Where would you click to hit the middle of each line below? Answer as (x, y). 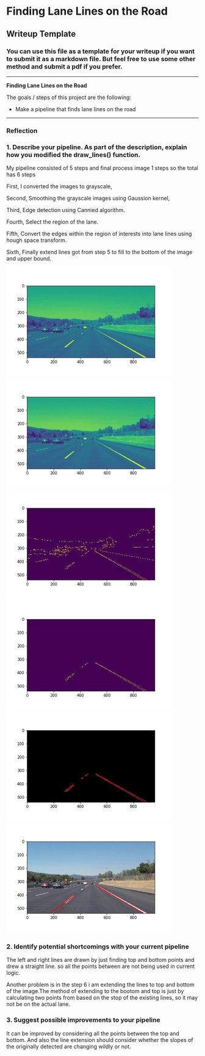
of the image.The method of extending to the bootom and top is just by (95, 991)
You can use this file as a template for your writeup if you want (101, 51)
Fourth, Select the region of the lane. (52, 222)
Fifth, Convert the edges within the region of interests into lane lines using (99, 234)
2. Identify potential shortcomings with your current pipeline (98, 947)
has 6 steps (21, 175)
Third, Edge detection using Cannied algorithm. (66, 210)
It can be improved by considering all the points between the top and (93, 1033)
